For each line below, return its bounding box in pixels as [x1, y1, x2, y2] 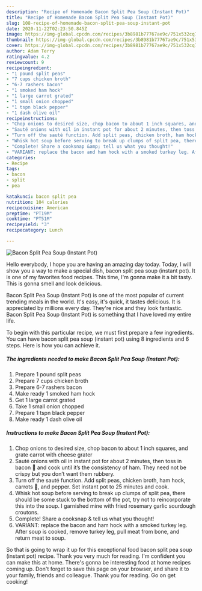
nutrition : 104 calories [6, 199, 69, 205]
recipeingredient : [6, 65, 52, 71]
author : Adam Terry [6, 48, 55, 54]
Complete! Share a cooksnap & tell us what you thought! [14, 515, 155, 522]
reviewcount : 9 [6, 59, 44, 65]
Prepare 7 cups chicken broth [14, 377, 88, 384]
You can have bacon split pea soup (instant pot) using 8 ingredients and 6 [6, 335, 189, 343]
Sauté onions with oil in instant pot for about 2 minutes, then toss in [14, 457, 182, 464]
